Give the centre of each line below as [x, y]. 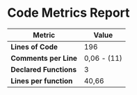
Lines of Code [34, 47]
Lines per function [42, 80]
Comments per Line [44, 58]
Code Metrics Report [68, 13]
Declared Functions [44, 69]
